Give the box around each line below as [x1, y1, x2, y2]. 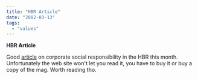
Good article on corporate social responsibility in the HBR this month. [6, 53, 178, 60]
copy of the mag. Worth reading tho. [6, 66, 97, 74]
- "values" [11, 25, 39, 32]
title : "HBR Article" [6, 8, 61, 15]
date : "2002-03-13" [6, 14, 56, 20]
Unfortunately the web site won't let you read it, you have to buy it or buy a [6, 60, 193, 67]
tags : [6, 20, 20, 26]
